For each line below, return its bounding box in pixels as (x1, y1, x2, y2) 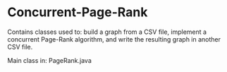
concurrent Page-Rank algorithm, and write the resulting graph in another (7, 35, 221, 43)
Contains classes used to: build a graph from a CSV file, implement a (7, 28, 207, 36)
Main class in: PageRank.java (7, 56, 92, 64)
